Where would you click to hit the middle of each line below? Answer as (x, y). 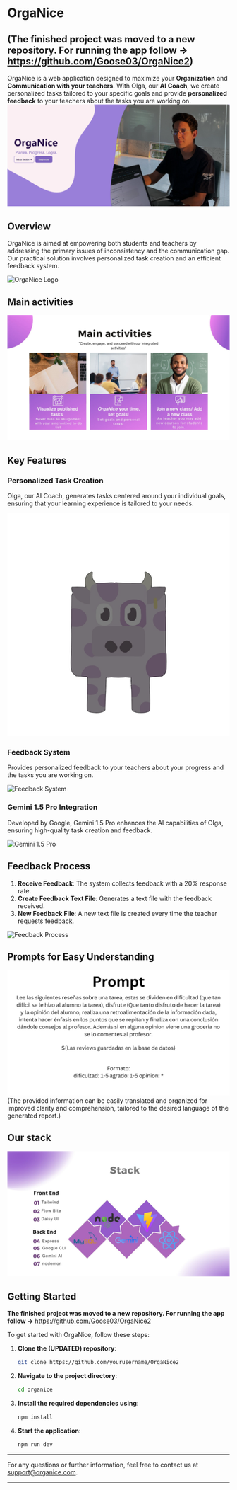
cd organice (35, 1389)
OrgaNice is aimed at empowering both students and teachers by (102, 243)
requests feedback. (46, 921)
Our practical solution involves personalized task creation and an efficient (114, 258)
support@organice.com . (43, 1472)
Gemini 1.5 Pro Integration (53, 807)
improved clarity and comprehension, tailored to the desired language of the (118, 1108)
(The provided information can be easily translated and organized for (108, 1100)
